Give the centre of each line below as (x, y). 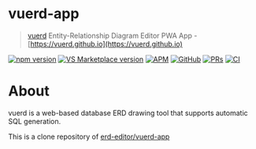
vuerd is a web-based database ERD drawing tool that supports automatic (128, 113)
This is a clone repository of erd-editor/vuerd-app (89, 136)
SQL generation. (35, 121)
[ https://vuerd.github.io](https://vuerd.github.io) (105, 43)
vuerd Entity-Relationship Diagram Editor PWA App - (112, 35)
